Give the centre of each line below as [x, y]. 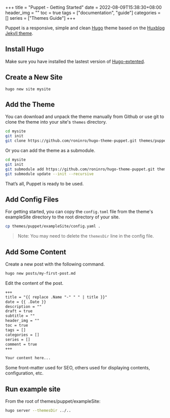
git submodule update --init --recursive [50, 174]
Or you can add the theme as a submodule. [50, 150]
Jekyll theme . [19, 33]
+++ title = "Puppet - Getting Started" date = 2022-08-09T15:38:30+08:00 [83, 7]
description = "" [24, 307]
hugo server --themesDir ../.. [38, 410]
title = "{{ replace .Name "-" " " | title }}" [56, 297]
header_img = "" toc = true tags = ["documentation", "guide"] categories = [83, 13]
